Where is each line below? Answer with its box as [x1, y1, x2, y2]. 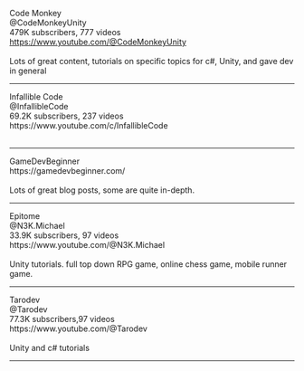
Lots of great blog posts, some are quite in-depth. [9, 185, 195, 195]
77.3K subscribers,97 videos [9, 314, 115, 324]
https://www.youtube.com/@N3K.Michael [9, 240, 166, 250]
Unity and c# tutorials [9, 343, 90, 353]
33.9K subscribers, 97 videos [9, 230, 119, 241]
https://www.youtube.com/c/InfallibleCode [9, 120, 169, 130]
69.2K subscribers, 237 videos [9, 110, 124, 121]
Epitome [9, 211, 41, 221]
